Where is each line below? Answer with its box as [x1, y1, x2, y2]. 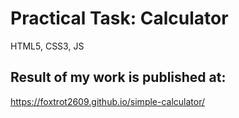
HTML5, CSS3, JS [10, 40, 85, 52]
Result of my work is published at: [10, 69, 227, 86]
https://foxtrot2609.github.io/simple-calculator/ [10, 95, 206, 107]
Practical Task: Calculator [10, 7, 229, 30]
